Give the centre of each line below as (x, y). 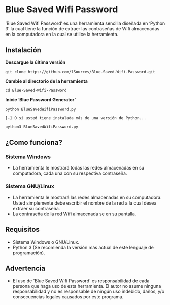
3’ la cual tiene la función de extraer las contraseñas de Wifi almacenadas (82, 28)
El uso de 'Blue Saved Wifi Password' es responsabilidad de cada (81, 281)
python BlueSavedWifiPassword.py (41, 109)
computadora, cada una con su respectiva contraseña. (70, 173)
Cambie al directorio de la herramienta (46, 81)
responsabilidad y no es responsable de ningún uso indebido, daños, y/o (89, 292)
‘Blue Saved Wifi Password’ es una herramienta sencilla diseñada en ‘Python (85, 23)
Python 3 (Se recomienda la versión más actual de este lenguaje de (83, 247)
